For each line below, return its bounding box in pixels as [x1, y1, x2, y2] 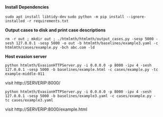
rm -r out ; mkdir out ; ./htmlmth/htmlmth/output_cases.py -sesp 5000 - [5, 36, 159, 41]
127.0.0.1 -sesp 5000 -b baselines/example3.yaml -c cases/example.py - [5, 94, 156, 99]
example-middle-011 [5, 71, 45, 76]
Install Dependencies [5, 4, 49, 10]
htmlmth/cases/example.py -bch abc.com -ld [5, 45, 95, 50]
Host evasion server [5, 53, 47, 59]
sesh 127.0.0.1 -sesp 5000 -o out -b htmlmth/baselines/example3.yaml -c [5, 41, 159, 46]
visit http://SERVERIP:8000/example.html [5, 106, 88, 112]
